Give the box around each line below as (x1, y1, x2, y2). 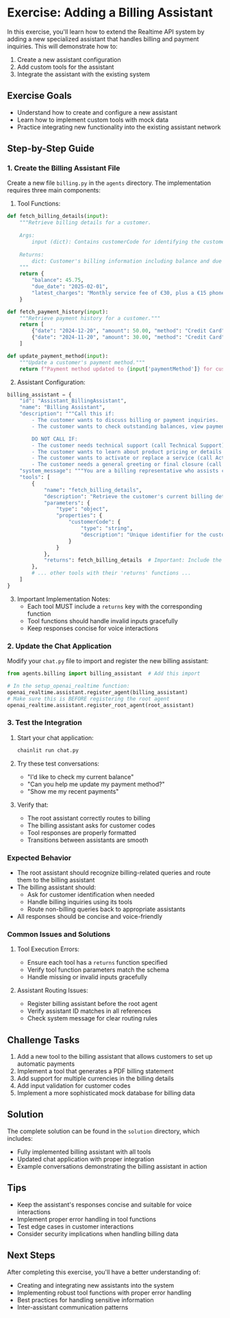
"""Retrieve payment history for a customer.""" (19, 315, 161, 322)
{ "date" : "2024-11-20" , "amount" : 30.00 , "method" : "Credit (31, 334, 207, 341)
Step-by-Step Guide (7, 143, 94, 155)
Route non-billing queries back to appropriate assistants (27, 905, 186, 913)
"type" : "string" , (80, 525, 133, 532)
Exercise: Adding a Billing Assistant (7, 5, 214, 21)
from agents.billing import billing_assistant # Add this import (7, 670, 201, 678)
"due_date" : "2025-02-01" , (31, 283, 109, 290)
